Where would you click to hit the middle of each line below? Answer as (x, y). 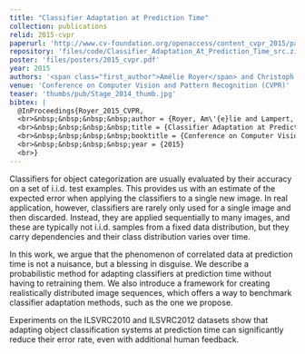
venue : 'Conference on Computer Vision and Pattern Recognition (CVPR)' (150, 85)
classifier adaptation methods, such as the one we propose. (121, 302)
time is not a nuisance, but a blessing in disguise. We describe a (129, 263)
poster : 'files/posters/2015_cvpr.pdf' (85, 60)
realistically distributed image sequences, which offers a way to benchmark (151, 292)
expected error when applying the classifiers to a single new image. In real (149, 198)
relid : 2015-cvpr (42, 34)
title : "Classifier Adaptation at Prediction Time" (109, 18)
